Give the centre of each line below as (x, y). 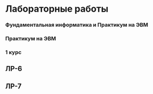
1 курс (14, 52)
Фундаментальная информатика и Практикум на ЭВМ (77, 25)
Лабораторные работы (57, 9)
